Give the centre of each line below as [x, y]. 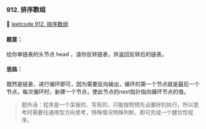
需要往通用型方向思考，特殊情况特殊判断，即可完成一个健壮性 [110, 112]
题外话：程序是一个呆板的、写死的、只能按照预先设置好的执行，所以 [107, 105]
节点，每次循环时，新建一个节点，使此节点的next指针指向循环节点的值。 [98, 91]
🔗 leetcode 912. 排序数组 [37, 24]
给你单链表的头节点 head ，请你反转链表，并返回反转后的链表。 [87, 54]
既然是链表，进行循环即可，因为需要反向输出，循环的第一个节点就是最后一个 [103, 84]
